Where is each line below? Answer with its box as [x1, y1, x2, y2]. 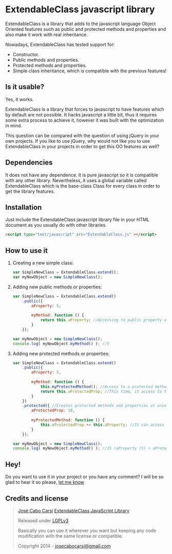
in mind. [5, 122, 23, 129]
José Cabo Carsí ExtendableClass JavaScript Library [17, 507, 130, 513]
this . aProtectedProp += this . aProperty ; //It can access [40, 422, 165, 427]
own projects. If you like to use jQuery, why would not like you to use [5, 137, 150, 144]
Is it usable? [5, 83, 45, 91]
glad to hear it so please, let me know [5, 479, 84, 485]
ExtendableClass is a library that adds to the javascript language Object [5, 21, 156, 27]
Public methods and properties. [12, 56, 79, 63]
